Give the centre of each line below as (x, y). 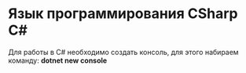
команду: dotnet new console (58, 60)
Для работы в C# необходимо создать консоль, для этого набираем (123, 52)
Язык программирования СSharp (123, 14)
